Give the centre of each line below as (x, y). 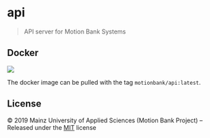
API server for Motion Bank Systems (75, 31)
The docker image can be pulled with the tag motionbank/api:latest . (104, 82)
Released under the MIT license (52, 127)
